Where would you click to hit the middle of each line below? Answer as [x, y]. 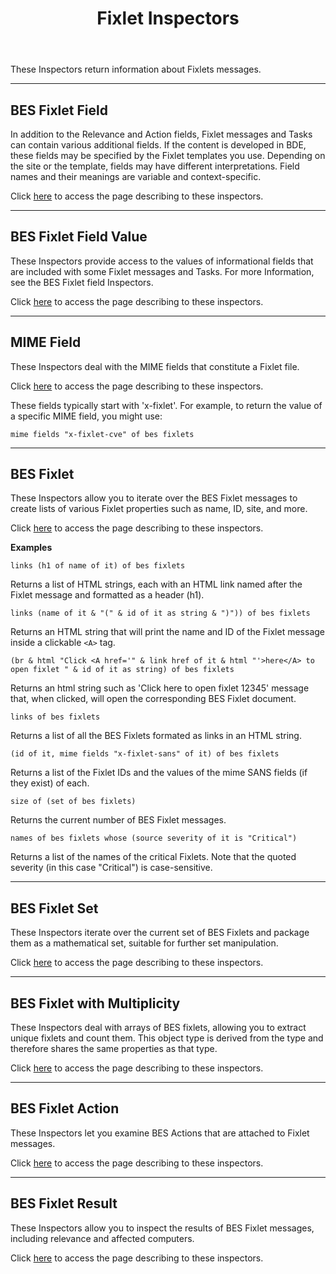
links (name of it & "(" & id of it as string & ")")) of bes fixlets [160, 613]
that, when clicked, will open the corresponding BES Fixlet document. [153, 699]
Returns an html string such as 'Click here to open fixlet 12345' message [160, 688]
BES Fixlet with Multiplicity [95, 1003]
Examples [31, 548]
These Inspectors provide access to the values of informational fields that [162, 261]
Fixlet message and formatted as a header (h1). [107, 595]
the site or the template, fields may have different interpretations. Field [155, 166]
